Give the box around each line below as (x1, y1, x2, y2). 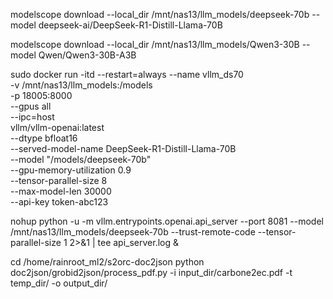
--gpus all (10, 100, 52, 112)
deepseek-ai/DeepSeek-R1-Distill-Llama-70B (38, 19, 223, 31)
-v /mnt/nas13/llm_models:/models (10, 79, 153, 91)
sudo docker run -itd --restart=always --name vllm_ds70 (10, 69, 244, 80)
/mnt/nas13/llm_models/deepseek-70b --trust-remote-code (10, 226, 256, 238)
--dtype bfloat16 (10, 132, 78, 144)
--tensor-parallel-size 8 (10, 175, 108, 186)
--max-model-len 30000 (10, 185, 112, 197)
